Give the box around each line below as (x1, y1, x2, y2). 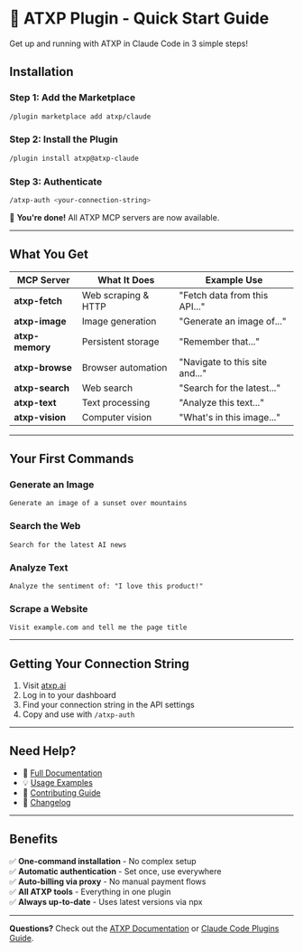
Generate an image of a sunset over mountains (9, 499, 188, 508)
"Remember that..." (179, 335, 260, 347)
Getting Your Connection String (9, 655, 189, 672)
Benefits (9, 832, 59, 847)
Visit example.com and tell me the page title (9, 623, 188, 632)
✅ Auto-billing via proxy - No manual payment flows (9, 876, 207, 887)
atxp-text (14, 396, 57, 409)
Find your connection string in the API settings (22, 700, 196, 711)
